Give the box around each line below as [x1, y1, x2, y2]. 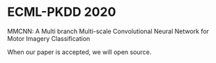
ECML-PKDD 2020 [7, 4, 116, 20]
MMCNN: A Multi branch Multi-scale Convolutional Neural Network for [7, 27, 209, 35]
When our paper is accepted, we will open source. [7, 48, 152, 56]
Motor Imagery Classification [7, 34, 91, 42]
